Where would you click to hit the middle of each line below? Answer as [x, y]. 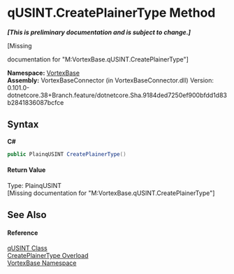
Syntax [23, 125]
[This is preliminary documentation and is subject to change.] [99, 32]
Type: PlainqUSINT [34, 185]
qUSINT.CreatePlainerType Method [111, 13]
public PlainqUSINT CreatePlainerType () [67, 154]
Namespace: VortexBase [44, 73]
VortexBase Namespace [42, 263]
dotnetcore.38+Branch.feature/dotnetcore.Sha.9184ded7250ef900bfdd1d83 [117, 95]
